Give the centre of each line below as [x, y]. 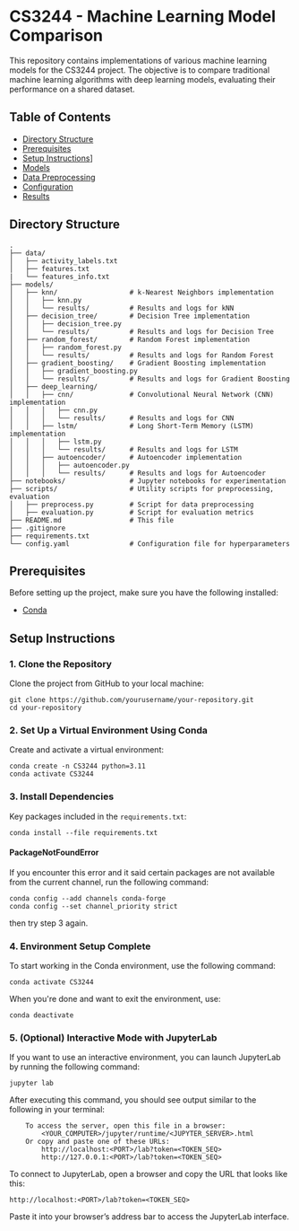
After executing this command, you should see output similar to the [133, 1100]
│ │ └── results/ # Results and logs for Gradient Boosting [150, 379]
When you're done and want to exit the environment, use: [115, 999]
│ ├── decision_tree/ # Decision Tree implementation [130, 316]
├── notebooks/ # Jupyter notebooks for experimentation [148, 481]
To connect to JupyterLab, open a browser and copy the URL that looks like [149, 1174]
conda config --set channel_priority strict [94, 906]
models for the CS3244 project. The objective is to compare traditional [140, 70]
